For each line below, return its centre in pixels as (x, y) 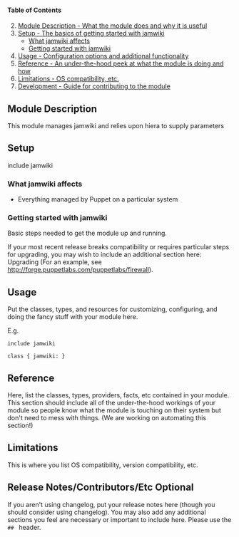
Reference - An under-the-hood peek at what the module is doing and (121, 63)
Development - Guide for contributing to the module (94, 86)
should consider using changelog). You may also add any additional (107, 512)
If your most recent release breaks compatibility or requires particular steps (118, 247)
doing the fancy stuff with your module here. (73, 317)
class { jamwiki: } (36, 356)
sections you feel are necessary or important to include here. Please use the (119, 519)
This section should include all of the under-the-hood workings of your (112, 403)
